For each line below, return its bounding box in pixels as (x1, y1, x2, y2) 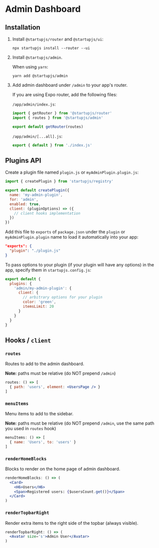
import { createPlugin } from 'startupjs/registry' (5, 179, 114, 184)
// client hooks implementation (14, 211, 80, 216)
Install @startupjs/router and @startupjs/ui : (12, 36, 104, 42)
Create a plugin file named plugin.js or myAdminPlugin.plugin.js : (5, 169, 139, 176)
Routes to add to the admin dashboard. (5, 361, 84, 367)
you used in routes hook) (5, 426, 56, 432)
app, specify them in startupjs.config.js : (5, 267, 91, 273)
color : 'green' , (23, 299, 56, 304)
